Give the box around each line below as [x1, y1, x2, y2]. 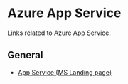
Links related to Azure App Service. [7, 28, 112, 37]
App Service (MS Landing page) [17, 68, 112, 76]
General [7, 49, 44, 61]
